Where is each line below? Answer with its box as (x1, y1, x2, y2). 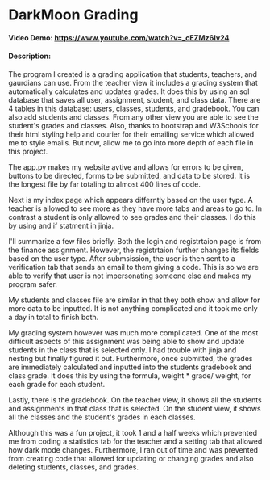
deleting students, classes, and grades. (8, 462, 139, 472)
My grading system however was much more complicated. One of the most (8, 327, 259, 337)
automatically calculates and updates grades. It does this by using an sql (8, 86, 250, 96)
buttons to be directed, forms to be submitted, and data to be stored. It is (8, 171, 251, 180)
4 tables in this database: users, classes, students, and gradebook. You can (8, 103, 260, 113)
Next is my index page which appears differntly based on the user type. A (8, 195, 253, 204)
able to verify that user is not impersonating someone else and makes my (8, 271, 252, 280)
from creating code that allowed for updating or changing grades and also (8, 453, 254, 463)
